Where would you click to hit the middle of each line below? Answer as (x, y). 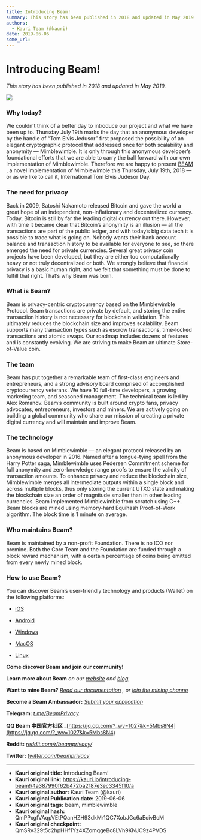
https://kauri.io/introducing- (97, 779)
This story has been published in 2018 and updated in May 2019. (86, 86)
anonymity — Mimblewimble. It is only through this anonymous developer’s (99, 151)
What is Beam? (28, 291)
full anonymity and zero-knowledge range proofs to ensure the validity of (96, 470)
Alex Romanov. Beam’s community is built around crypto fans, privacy (92, 403)
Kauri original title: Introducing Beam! (62, 773)
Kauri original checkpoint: (48, 824)
